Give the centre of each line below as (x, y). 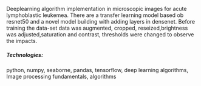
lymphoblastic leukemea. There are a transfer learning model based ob (95, 15)
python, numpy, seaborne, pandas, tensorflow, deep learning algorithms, (97, 70)
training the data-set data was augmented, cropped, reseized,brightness (97, 28)
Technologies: (25, 55)
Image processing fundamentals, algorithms (61, 76)
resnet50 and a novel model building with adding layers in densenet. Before (101, 21)
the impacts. (22, 41)
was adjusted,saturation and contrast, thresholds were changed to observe (100, 35)
